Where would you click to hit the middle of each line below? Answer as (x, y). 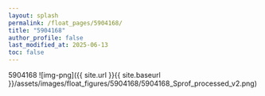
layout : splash (33, 15)
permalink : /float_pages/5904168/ (66, 23)
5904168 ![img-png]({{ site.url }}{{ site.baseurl (84, 75)
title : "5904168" (37, 30)
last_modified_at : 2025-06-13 (58, 45)
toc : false (26, 52)
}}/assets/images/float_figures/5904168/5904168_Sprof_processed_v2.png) (132, 83)
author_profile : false (46, 38)
